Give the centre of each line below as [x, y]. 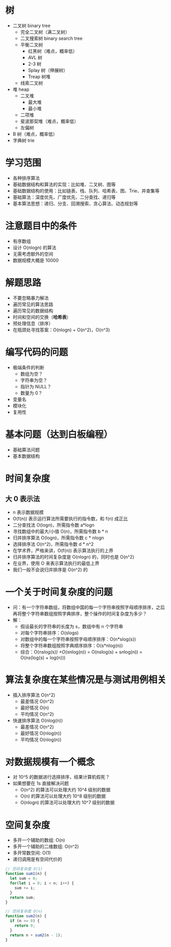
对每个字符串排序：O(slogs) [50, 633]
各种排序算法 [26, 178]
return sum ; [23, 898]
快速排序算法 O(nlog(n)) [38, 720]
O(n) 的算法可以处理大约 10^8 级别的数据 [63, 796]
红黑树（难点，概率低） [53, 51]
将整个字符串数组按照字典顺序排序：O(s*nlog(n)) [72, 645]
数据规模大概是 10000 [35, 260]
